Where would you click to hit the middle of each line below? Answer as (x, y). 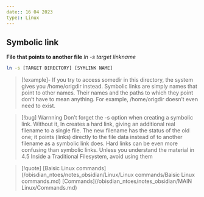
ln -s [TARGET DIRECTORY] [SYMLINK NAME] (60, 68)
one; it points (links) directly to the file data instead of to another (102, 137)
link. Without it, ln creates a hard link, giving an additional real (98, 124)
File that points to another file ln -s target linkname (71, 57)
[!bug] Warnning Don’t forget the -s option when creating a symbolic (107, 118)
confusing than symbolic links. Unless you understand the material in (108, 150)
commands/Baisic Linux (165, 175)
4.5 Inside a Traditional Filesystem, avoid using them (87, 157)
